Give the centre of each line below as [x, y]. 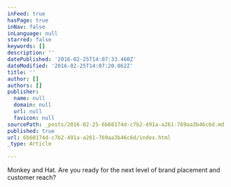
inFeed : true [26, 14]
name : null [29, 99]
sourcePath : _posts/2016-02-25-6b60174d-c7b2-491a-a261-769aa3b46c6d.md [116, 124]
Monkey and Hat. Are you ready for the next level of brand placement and [114, 170]
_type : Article [29, 144]
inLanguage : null [33, 33]
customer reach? [32, 178]
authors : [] [25, 85]
